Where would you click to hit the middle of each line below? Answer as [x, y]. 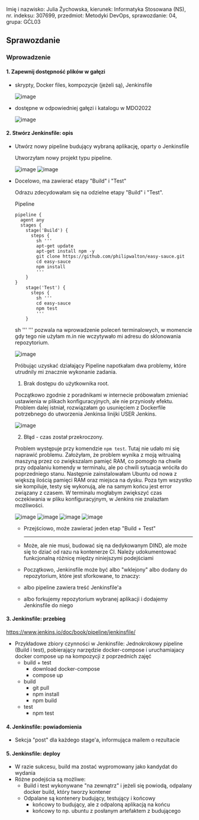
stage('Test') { [46, 288]
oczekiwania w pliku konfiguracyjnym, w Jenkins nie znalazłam [92, 499]
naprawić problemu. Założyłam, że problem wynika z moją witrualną [97, 454]
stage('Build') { [47, 230]
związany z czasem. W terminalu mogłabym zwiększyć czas [88, 492]
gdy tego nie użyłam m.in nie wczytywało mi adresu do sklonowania [98, 336]
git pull [41, 687]
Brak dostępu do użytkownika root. [66, 383]
